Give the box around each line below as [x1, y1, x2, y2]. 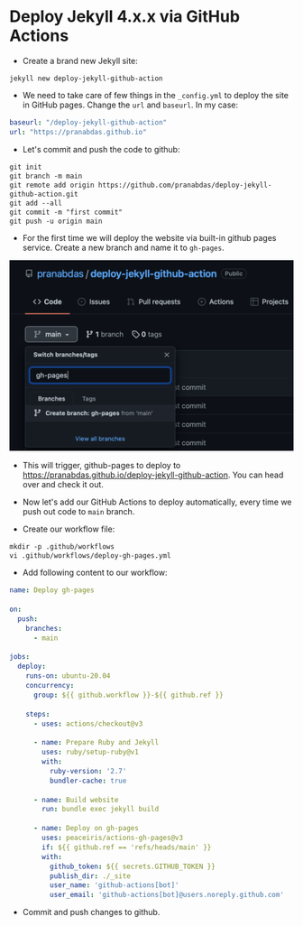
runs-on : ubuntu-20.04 [25, 671, 111, 681]
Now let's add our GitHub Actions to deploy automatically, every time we [22, 496, 292, 507]
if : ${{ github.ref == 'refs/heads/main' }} [41, 842, 212, 852]
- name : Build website [32, 795, 119, 804]
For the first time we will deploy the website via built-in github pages [22, 232, 277, 243]
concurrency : [25, 681, 75, 690]
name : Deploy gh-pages [9, 586, 95, 595]
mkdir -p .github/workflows [9, 542, 115, 551]
